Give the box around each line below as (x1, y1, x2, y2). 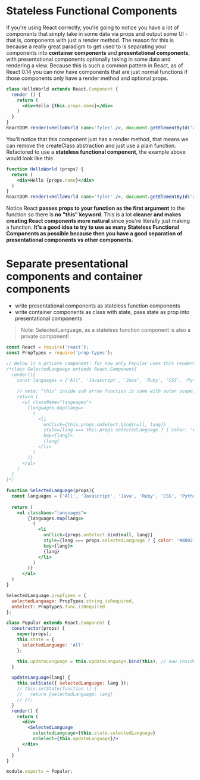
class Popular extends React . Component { (6, 620, 111, 626)
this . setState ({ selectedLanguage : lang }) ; (17, 680, 129, 686)
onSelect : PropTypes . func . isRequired (11, 604, 105, 610)
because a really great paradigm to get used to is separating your (6, 43, 167, 50)
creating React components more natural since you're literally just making (6, 217, 190, 225)
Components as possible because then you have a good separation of (6, 230, 183, 237)
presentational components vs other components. (6, 237, 133, 244)
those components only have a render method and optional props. (6, 74, 168, 82)
